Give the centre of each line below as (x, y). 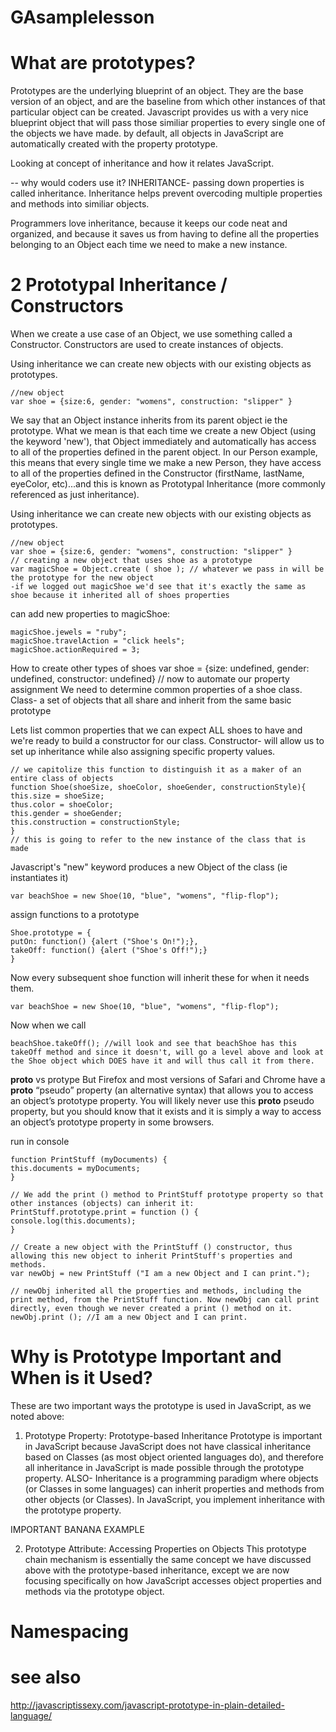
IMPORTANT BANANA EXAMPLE (77, 1529)
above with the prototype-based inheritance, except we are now (157, 1570)
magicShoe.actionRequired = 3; (75, 650)
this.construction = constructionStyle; (96, 822)
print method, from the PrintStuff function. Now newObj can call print (165, 1300)
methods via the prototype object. (94, 1591)
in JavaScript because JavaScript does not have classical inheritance (168, 1446)
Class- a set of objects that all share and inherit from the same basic (151, 700)
